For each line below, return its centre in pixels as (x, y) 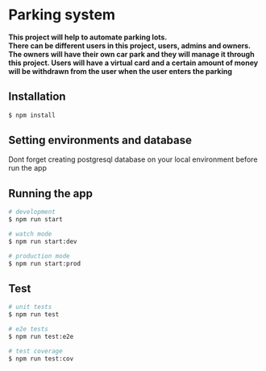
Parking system (62, 15)
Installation (37, 97)
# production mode (39, 256)
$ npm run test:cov (41, 359)
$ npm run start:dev (43, 241)
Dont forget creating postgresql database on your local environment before (133, 159)
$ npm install (32, 115)
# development (32, 212)
